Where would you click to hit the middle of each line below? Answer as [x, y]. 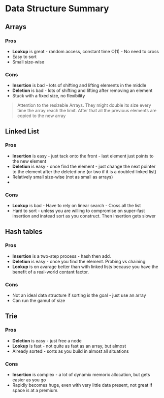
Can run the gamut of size [39, 301]
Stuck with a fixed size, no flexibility [49, 96]
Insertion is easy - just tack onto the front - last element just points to [83, 156]
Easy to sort [24, 57]
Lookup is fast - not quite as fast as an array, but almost [69, 346]
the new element [29, 161]
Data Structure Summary [57, 9]
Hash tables [24, 231]
